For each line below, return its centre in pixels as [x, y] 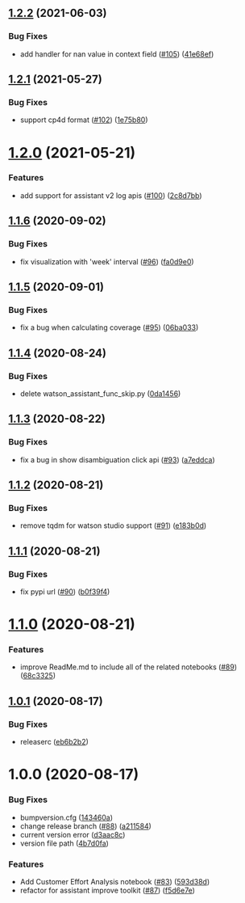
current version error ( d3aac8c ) [73, 834]
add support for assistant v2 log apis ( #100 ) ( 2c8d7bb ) [111, 195]
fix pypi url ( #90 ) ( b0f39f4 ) [65, 591]
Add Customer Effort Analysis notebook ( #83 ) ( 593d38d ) [115, 881]
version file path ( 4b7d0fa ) [64, 843]
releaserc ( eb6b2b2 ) [54, 742]
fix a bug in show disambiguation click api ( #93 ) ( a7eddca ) [117, 459]
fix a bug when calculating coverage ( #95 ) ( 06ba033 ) [109, 327]
